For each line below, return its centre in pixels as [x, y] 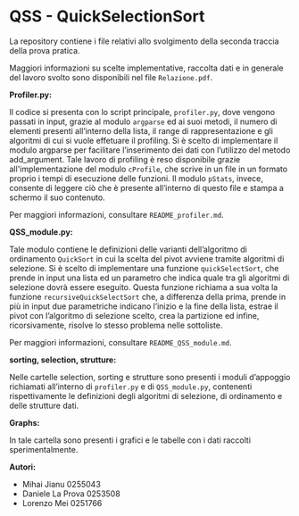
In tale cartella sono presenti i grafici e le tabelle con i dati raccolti [130, 440]
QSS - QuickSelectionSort [107, 17]
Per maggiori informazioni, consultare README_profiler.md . [117, 214]
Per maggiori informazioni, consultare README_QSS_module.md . [120, 342]
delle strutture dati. [44, 405]
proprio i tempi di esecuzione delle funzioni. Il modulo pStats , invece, [136, 178]
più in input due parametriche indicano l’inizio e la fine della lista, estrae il [144, 306]
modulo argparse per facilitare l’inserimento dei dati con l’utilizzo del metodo [150, 150]
